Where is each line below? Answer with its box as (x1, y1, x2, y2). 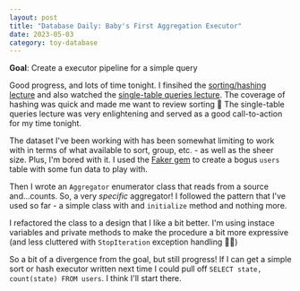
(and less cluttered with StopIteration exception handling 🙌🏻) (9, 236, 238, 247)
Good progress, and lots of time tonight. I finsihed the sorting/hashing (9, 80, 267, 90)
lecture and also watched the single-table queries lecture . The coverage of (9, 90, 286, 100)
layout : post (9, 13, 58, 22)
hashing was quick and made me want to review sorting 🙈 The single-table (9, 99, 285, 110)
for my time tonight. (9, 118, 82, 129)
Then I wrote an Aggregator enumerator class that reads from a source (9, 181, 269, 193)
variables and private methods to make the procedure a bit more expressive (9, 227, 289, 238)
